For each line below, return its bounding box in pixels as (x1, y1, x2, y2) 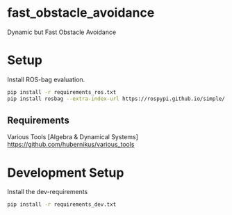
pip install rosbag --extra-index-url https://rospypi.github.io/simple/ (7, 95, 226, 102)
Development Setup (7, 165, 124, 180)
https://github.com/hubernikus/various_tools (7, 141, 135, 149)
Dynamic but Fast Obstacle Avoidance (7, 28, 117, 36)
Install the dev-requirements (7, 188, 88, 196)
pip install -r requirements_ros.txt (7, 88, 117, 95)
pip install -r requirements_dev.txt (7, 201, 117, 208)
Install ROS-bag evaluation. (7, 75, 85, 83)
